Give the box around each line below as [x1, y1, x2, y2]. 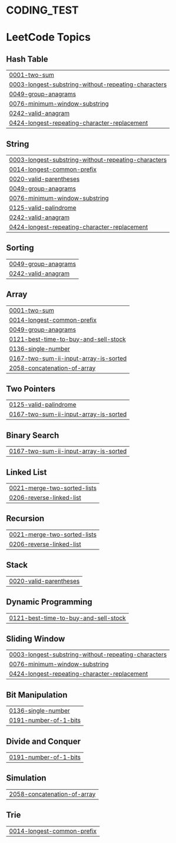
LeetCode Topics [6, 31, 91, 44]
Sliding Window [6, 633, 65, 644]
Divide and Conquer [6, 736, 81, 746]
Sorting [6, 243, 34, 253]
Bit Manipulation [6, 689, 68, 700]
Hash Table [6, 54, 48, 64]
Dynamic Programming [6, 597, 92, 607]
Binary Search [6, 430, 59, 440]
